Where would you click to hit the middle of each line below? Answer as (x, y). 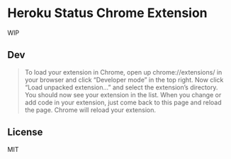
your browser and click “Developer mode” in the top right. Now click (124, 79)
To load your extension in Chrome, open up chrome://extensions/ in (123, 72)
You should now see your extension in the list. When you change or (123, 94)
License (25, 132)
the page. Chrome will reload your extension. (90, 110)
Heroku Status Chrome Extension (107, 13)
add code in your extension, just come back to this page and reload (123, 102)
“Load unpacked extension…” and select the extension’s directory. (121, 87)
